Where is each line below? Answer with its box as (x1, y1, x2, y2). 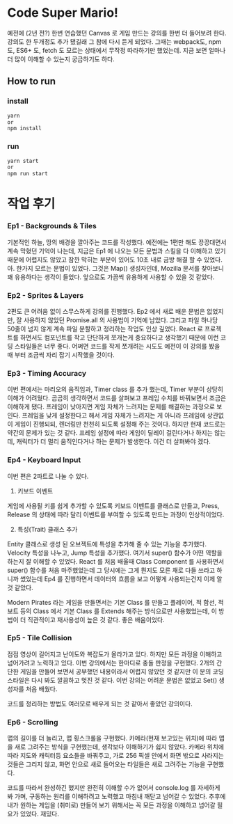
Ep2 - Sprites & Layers (7, 290, 84, 300)
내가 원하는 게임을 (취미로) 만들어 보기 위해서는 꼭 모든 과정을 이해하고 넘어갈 (7, 801, 216, 809)
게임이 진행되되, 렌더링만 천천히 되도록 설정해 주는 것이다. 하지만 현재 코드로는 (14, 420, 226, 429)
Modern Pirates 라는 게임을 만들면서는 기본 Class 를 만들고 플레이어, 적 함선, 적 (7, 598, 224, 606)
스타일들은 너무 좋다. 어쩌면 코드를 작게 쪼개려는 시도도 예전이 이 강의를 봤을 (14, 342, 220, 350)
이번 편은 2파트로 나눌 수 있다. (7, 472, 89, 480)
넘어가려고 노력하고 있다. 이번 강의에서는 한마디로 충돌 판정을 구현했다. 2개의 (7, 658, 216, 667)
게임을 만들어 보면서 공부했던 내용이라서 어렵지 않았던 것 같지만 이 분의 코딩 (19, 667, 225, 676)
